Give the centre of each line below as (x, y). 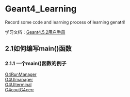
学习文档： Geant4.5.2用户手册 (35, 32)
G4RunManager (21, 74)
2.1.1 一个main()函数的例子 (36, 63)
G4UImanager (19, 79)
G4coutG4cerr (20, 89)
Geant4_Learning (41, 9)
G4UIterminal (18, 85)
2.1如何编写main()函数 (38, 49)
